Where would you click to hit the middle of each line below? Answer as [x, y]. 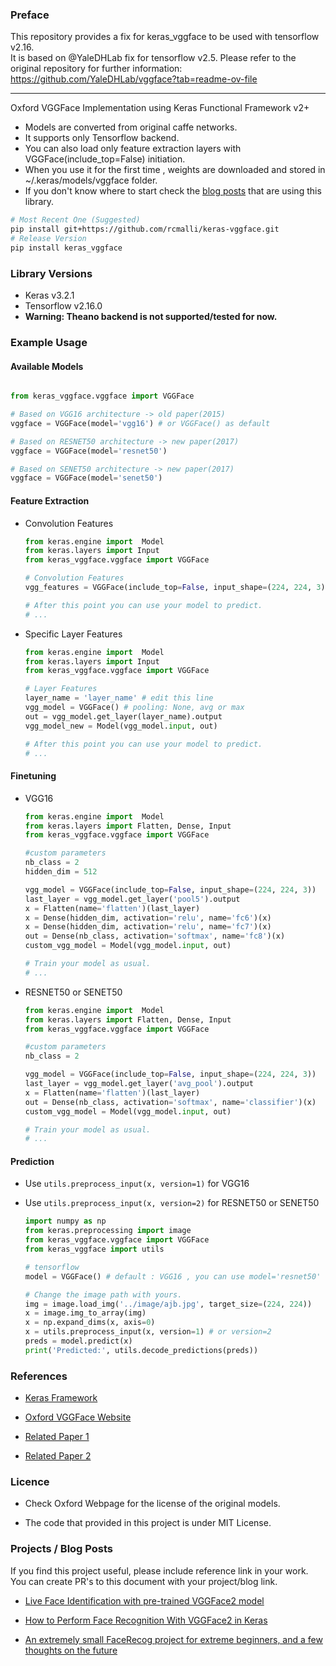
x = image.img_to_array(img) [85, 1313]
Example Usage [49, 343]
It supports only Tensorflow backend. [102, 138]
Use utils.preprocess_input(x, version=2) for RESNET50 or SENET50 [172, 1203]
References [39, 1376]
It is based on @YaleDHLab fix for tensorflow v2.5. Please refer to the [153, 58]
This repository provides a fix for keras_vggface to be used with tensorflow [165, 37]
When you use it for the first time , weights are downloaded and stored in [175, 170]
